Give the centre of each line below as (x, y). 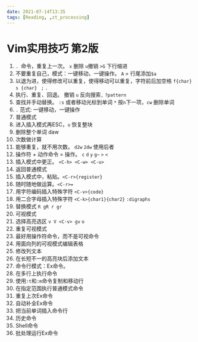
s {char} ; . (32, 88)
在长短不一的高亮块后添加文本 (52, 259)
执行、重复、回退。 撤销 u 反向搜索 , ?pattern (71, 95)
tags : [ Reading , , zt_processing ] (48, 17)
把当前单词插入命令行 (41, 311)
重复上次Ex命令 (34, 296)
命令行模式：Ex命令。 (42, 266)
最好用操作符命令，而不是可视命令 (57, 237)
